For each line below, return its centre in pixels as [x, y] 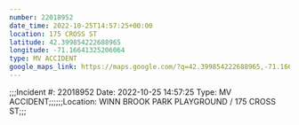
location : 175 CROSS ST [53, 34]
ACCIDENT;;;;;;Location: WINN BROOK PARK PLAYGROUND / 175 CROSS [143, 101]
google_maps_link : [43, 67]
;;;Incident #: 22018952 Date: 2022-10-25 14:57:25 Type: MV [121, 92]
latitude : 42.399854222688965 [65, 42]
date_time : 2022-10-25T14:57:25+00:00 [81, 26]
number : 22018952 [41, 17]
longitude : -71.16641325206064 [67, 51]
